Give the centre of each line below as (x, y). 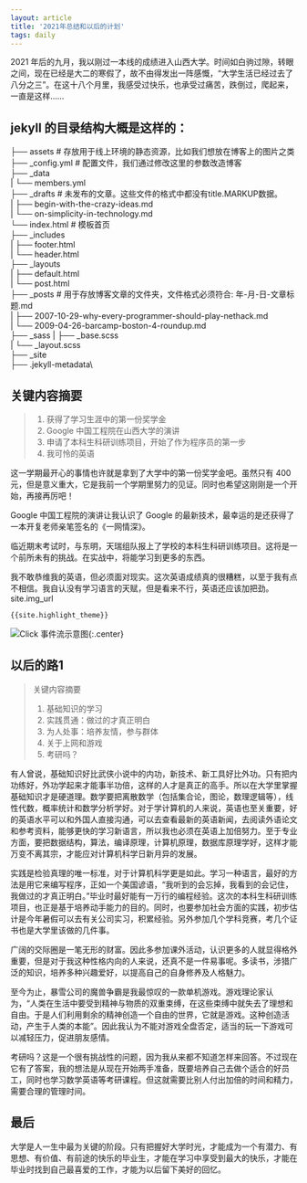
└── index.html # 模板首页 (60, 225)
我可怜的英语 (70, 454)
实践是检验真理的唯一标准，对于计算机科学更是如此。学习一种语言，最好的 (150, 872)
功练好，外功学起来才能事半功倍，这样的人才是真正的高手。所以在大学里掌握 (154, 785)
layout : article (41, 18)
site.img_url (32, 598)
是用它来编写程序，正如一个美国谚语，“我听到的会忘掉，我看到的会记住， (156, 884)
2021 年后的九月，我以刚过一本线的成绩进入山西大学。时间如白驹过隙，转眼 (152, 62)
